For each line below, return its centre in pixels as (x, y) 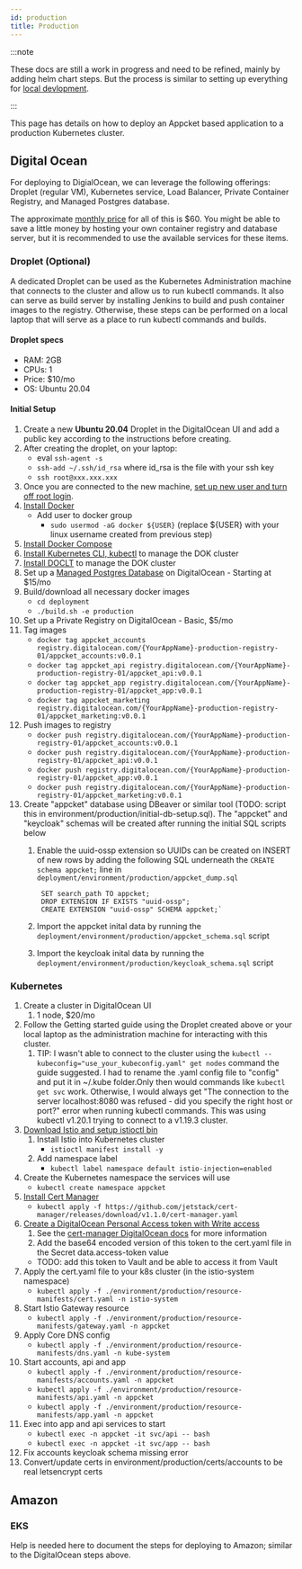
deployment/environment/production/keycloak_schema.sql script (155, 963)
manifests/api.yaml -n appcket (95, 1398)
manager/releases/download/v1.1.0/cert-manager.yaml (138, 1215)
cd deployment (63, 602)
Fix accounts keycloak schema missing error (106, 1453)
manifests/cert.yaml (75, 1300)
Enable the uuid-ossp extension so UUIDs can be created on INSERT (164, 850)
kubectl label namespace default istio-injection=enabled (161, 1169)
